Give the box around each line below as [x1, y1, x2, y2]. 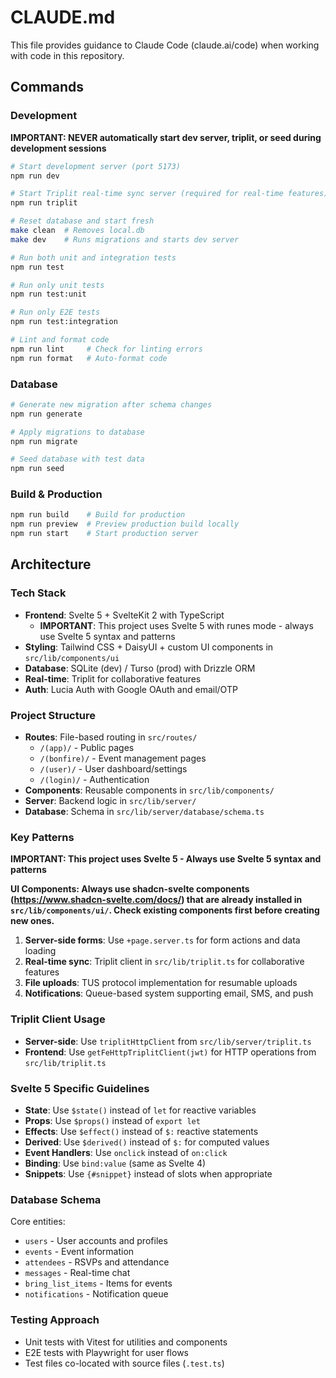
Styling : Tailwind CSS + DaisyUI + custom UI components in [24, 641, 274, 653]
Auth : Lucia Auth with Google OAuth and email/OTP [24, 683, 238, 695]
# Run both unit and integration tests [10, 252, 177, 263]
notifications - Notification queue [24, 1288, 169, 1300]
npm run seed [10, 464, 65, 474]
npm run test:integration [10, 317, 118, 327]
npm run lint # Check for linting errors [10, 344, 203, 354]
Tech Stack [10, 586, 67, 600]
